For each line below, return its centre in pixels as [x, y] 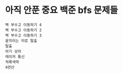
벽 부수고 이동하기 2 [23, 30]
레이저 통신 [15, 56]
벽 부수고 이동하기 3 [23, 35]
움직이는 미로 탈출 [21, 40]
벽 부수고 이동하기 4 [23, 25]
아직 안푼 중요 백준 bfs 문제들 [62, 10]
